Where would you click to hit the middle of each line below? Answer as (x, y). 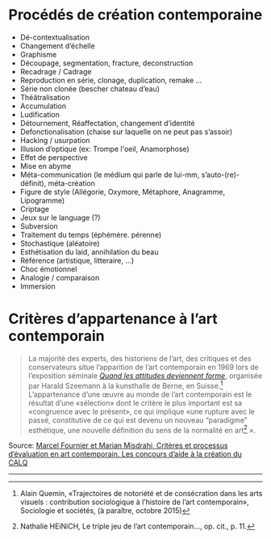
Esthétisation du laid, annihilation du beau (89, 251)
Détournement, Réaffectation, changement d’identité (107, 123)
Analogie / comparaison (60, 277)
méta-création (71, 183)
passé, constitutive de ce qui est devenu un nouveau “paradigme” (138, 420)
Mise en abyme (46, 166)
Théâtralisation (45, 97)
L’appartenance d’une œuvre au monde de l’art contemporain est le (140, 394)
